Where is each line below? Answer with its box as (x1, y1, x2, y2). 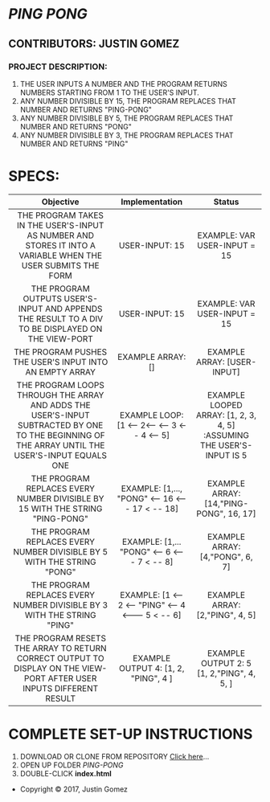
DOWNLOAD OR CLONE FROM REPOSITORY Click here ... (19, 751, 210, 761)
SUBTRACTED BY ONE (17, 419, 104, 431)
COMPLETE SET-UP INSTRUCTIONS (8, 725, 253, 743)
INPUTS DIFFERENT (22, 682, 99, 694)
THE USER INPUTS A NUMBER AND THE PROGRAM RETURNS (19, 79, 227, 88)
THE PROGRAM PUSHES (14, 346, 108, 358)
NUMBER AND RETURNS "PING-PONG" (19, 104, 153, 114)
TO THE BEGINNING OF (15, 429, 106, 440)
